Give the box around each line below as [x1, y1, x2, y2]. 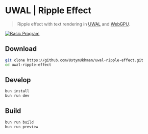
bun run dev [5, 93, 29, 98]
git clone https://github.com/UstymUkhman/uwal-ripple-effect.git [5, 58, 144, 63]
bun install [5, 89, 29, 94]
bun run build [5, 120, 34, 125]
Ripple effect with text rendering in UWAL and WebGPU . [17, 21, 130, 27]
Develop [5, 76, 31, 84]
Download [5, 45, 37, 53]
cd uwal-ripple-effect [5, 62, 51, 67]
